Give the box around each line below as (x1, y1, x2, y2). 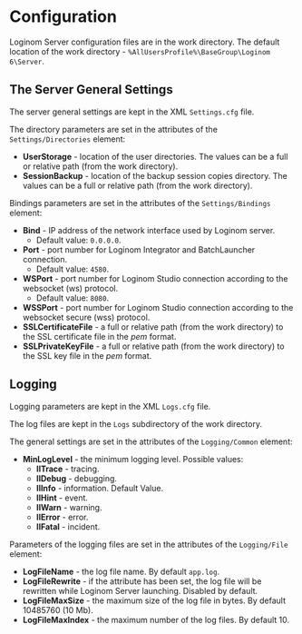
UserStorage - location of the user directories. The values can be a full (22, 151, 288, 162)
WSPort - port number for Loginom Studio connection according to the (22, 272, 288, 283)
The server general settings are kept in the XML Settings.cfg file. (9, 106, 255, 117)
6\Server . (9, 55, 45, 66)
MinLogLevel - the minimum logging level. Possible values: (22, 453, 244, 464)
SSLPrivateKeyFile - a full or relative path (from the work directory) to (22, 341, 285, 352)
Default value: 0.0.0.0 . (35, 234, 122, 245)
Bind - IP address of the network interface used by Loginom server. (22, 224, 276, 235)
